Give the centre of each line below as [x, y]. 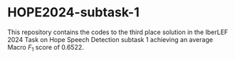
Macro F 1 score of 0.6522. [46, 48]
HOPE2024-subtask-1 [74, 12]
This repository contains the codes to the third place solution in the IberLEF [118, 32]
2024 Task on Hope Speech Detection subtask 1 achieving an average [110, 39]
